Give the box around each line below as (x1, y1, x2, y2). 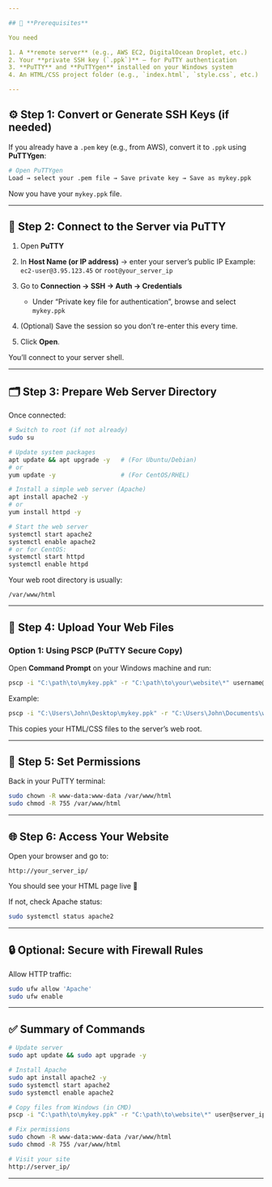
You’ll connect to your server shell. (8, 353, 125, 362)
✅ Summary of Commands (8, 1022, 146, 1036)
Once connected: (8, 410, 66, 420)
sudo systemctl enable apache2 (8, 1088, 114, 1097)
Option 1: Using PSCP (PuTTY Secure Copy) (8, 645, 183, 656)
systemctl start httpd (8, 553, 85, 561)
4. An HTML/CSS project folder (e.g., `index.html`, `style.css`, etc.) (8, 71, 259, 79)
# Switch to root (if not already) (8, 426, 129, 435)
